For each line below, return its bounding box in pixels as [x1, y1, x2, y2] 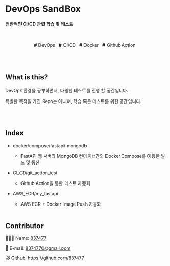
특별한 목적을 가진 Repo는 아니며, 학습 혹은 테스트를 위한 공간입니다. [5, 98, 142, 104]
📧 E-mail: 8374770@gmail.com [5, 245, 71, 251]
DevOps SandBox [5, 3, 81, 15]
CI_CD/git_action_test [12, 170, 58, 176]
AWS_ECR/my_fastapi [12, 190, 58, 196]
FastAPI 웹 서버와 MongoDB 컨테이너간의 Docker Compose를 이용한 [20, 153, 160, 159]
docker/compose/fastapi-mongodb [12, 142, 87, 149]
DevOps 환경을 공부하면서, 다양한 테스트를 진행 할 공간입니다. [5, 87, 129, 93]
